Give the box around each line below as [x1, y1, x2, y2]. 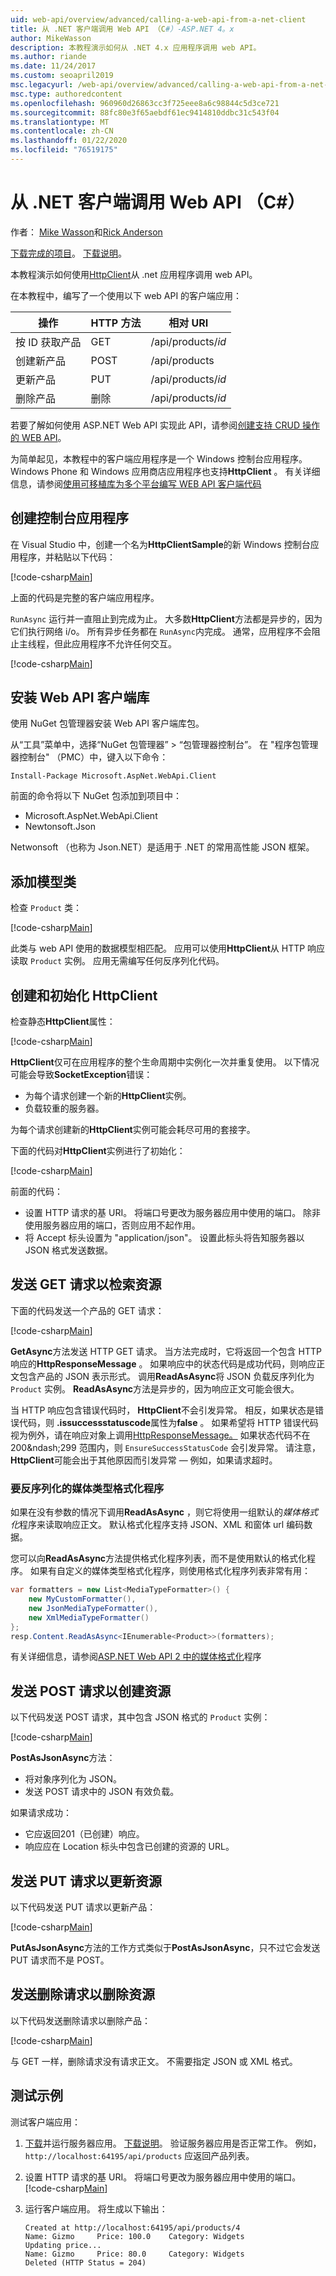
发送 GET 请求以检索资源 [10, 1276, 162, 1293]
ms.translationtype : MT [10, 117, 110, 127]
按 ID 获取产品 [15, 335, 82, 349]
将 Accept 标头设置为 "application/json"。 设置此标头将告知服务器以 [24, 1232, 305, 1244]
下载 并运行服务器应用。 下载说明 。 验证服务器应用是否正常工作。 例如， [24, 2137, 322, 2149]
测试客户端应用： [10, 2116, 81, 2128]
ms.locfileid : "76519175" [10, 145, 118, 155]
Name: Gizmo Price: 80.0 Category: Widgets [24, 2249, 245, 2259]
